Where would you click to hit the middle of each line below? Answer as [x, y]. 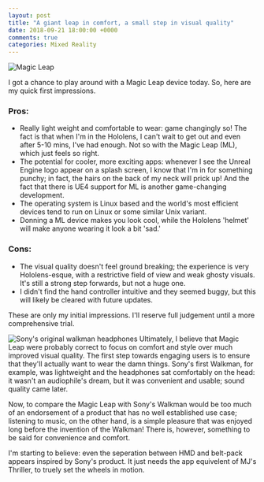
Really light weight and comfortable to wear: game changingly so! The [133, 128]
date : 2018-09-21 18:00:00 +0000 [63, 30]
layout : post [30, 15]
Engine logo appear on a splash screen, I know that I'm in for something [136, 170]
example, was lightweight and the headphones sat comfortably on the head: [132, 372]
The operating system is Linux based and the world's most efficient [129, 204]
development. [42, 195]
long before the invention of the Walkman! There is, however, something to [129, 429]
